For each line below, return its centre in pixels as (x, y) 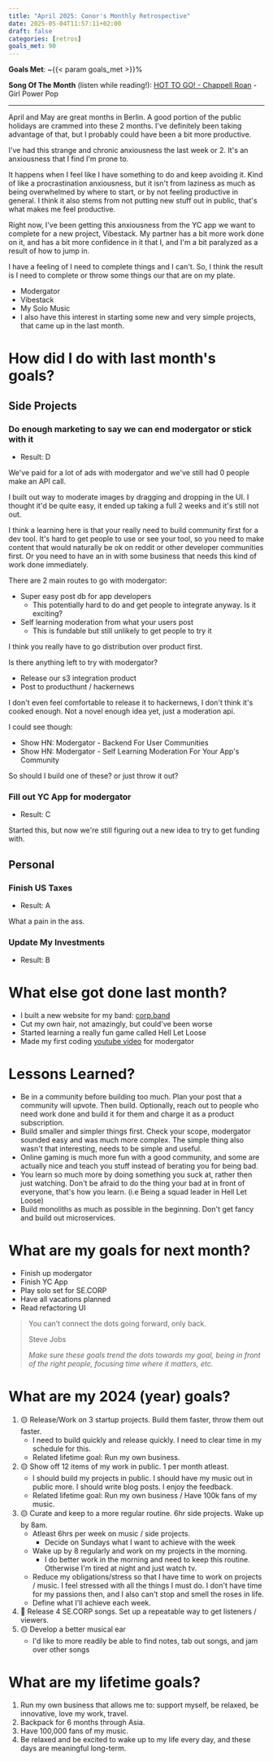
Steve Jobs (47, 1339)
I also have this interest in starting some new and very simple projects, (138, 317)
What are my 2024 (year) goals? (119, 1397)
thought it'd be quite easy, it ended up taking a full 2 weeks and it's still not (134, 506)
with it (21, 439)
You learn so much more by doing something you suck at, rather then (136, 1175)
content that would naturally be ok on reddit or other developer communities (136, 547)
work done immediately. (49, 565)
